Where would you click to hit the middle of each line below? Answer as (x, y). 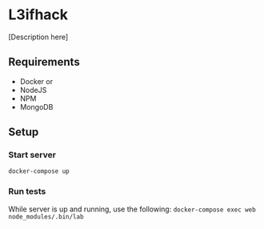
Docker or (36, 81)
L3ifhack (38, 15)
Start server (32, 155)
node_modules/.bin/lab (46, 217)
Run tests (27, 191)
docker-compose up (39, 171)
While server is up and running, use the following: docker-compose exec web (132, 209)
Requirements (44, 62)
